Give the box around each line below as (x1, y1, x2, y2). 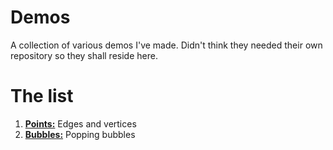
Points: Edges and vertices (24, 117, 137, 130)
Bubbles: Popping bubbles (24, 128, 136, 140)
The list (10, 85, 74, 108)
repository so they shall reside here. (10, 49, 158, 61)
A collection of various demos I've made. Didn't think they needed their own (10, 39, 323, 51)
